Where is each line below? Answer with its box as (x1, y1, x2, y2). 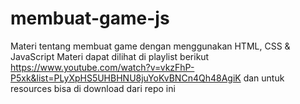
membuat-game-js (10, 7, 170, 30)
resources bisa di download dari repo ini (10, 82, 176, 94)
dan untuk (243, 72, 285, 84)
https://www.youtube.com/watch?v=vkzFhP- (10, 61, 195, 73)
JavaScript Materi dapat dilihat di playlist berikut (10, 50, 210, 62)
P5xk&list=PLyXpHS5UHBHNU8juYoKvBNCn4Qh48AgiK (10, 72, 242, 84)
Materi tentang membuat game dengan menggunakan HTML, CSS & (10, 40, 291, 52)
